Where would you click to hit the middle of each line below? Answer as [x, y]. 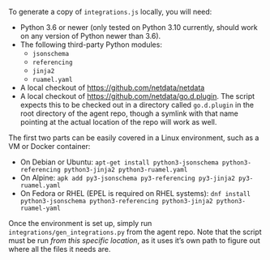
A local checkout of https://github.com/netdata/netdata [112, 87]
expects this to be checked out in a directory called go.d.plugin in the [137, 105]
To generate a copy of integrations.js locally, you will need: [110, 12]
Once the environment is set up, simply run [80, 223]
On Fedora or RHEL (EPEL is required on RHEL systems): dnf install [135, 193]
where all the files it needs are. [60, 249]
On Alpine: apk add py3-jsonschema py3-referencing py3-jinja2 [127, 178]
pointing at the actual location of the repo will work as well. [118, 122]
